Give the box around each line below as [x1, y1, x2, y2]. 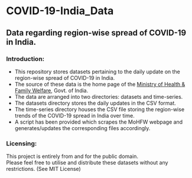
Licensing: [6, 139, 37, 147]
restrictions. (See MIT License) [6, 166, 81, 173]
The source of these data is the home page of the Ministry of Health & [14, 80, 186, 88]
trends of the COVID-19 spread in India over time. [14, 112, 135, 119]
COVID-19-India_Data [6, 4, 114, 18]
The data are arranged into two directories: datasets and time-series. [14, 93, 183, 100]
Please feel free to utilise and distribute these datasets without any [6, 159, 168, 166]
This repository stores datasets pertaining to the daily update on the [14, 68, 180, 75]
